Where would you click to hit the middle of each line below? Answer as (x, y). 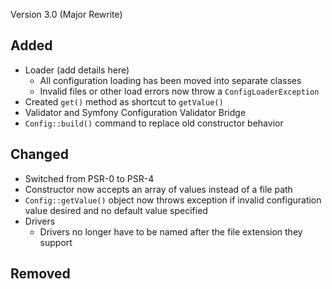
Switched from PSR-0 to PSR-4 (89, 178)
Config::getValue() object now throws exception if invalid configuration (173, 200)
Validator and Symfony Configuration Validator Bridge (135, 112)
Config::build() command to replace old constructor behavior (154, 123)
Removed (40, 274)
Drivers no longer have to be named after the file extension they (171, 231)
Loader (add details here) (77, 70)
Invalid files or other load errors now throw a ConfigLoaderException (179, 91)
